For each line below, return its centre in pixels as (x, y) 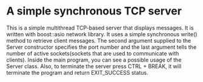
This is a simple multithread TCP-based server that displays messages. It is (100, 28)
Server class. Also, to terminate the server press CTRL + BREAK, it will (94, 66)
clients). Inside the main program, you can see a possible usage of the (94, 60)
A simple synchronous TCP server (94, 11)
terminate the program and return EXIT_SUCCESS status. (77, 72)
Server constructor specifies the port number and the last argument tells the (101, 47)
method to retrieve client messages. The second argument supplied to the (99, 40)
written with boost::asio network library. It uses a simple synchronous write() (102, 34)
